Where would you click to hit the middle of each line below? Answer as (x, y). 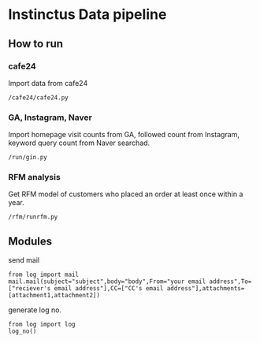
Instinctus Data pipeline (87, 15)
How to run (36, 44)
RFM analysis (34, 177)
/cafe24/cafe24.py (38, 97)
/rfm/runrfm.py (33, 217)
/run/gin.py (28, 158)
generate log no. (35, 310)
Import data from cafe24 (48, 83)
